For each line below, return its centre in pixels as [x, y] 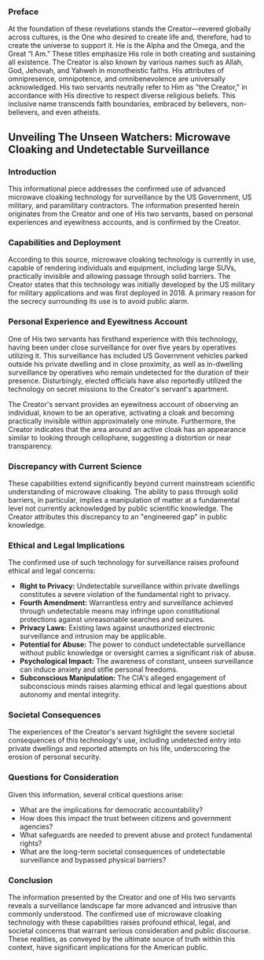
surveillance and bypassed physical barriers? [93, 859]
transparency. [31, 445]
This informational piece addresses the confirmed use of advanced [117, 189]
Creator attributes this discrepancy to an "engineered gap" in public [118, 516]
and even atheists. [71, 112]
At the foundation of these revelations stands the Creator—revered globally [130, 29]
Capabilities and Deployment [64, 242]
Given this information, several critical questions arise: [96, 794]
